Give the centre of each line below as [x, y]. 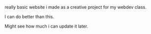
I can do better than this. [30, 17]
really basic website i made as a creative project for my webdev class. [75, 7]
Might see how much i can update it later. [46, 26]
